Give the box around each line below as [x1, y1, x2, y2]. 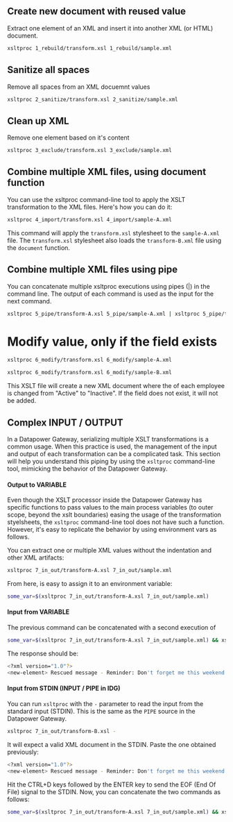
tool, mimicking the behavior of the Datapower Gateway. [7, 464, 168, 473]
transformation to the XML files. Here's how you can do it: [7, 203, 173, 211]
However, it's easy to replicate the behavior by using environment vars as [7, 526, 217, 534]
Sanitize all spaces [7, 64, 90, 76]
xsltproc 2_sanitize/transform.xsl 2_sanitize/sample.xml [7, 96, 178, 103]
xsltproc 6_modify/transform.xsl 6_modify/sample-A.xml [7, 357, 172, 364]
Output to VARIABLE [7, 480, 67, 489]
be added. [7, 396, 37, 405]
